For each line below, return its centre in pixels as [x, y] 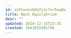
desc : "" [14, 19]
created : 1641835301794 [30, 28]
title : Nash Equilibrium [31, 14]
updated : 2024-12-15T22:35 [33, 23]
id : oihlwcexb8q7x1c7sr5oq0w [35, 10]
